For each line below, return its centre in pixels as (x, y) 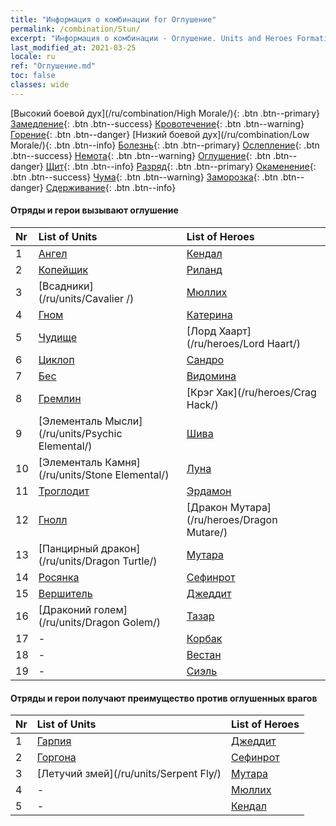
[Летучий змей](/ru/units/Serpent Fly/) (129, 774)
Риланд (204, 269)
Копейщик (63, 269)
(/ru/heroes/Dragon (232, 519)
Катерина (209, 314)
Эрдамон (209, 491)
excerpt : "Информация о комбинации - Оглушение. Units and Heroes (151, 38)
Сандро (205, 359)
